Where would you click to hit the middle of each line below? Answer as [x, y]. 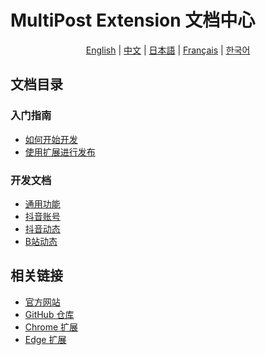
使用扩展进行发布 [60, 152]
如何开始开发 [51, 139]
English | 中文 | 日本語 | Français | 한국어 [168, 50]
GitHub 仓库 [49, 314]
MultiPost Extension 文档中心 [133, 20]
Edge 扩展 [45, 339]
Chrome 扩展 [51, 327]
